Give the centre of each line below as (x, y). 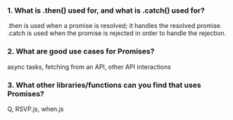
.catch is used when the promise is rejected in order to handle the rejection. (117, 33)
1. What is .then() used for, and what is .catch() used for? (106, 11)
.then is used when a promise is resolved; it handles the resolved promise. (115, 26)
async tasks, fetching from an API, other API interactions (89, 67)
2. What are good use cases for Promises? (81, 51)
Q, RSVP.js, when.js (36, 109)
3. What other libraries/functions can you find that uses (105, 85)
